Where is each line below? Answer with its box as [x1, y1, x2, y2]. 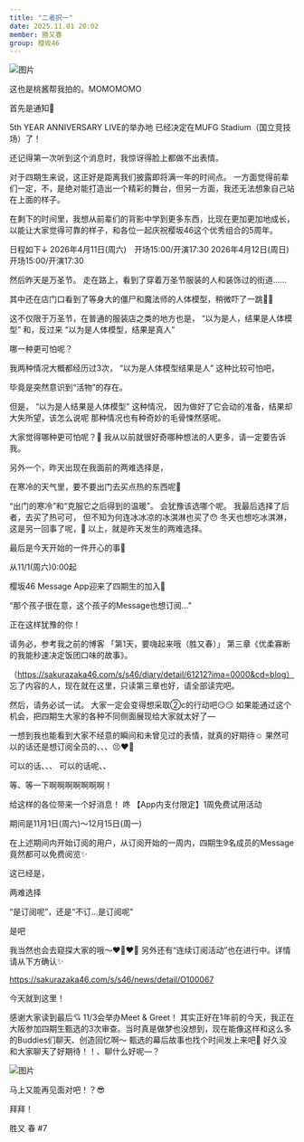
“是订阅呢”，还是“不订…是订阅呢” [9, 906, 134, 918]
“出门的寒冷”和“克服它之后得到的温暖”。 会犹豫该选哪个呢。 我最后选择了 [9, 501, 282, 512]
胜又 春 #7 [9, 1123, 48, 1134]
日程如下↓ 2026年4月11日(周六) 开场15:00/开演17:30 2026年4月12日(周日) [9, 244, 290, 255]
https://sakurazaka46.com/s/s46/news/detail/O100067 [9, 974, 214, 986]
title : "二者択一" [9, 13, 74, 23]
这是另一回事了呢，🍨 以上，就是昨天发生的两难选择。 [9, 524, 208, 534]
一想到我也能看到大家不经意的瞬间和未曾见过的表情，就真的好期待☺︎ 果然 [9, 730, 282, 741]
